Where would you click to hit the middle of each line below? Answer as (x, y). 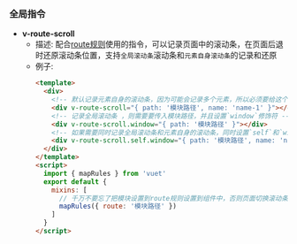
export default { (75, 182)
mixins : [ (69, 190)
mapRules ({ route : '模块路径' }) (118, 206)
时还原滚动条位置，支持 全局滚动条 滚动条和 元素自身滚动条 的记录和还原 (156, 56)
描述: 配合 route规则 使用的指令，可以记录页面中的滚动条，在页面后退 (159, 44)
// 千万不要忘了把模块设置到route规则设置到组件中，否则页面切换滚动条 (174, 198)
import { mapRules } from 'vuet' (104, 173)
